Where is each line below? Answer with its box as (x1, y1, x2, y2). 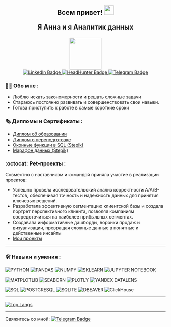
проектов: (5, 177, 27, 183)
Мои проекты (12, 235, 42, 242)
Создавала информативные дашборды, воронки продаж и (12, 220, 140, 226)
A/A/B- (145, 187, 159, 193)
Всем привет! (57, 8, 103, 17)
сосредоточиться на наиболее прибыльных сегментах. (12, 214, 133, 220)
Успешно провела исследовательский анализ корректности (12, 187, 144, 193)
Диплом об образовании (12, 131, 67, 137)
